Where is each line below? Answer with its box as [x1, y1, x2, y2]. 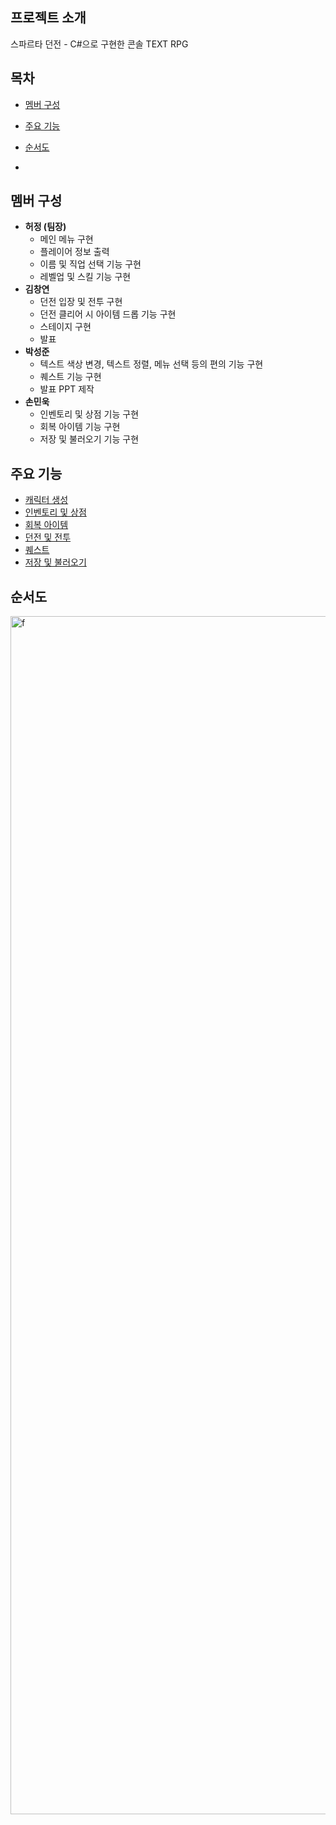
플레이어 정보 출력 [39, 246, 110, 258]
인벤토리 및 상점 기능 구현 [39, 408, 140, 420]
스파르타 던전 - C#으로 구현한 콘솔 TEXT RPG [10, 38, 189, 50]
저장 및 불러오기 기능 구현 [39, 433, 140, 445]
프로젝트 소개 [10, 9, 87, 27]
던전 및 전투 [24, 531, 72, 543]
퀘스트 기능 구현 [39, 371, 102, 383]
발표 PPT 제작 [39, 383, 95, 395]
